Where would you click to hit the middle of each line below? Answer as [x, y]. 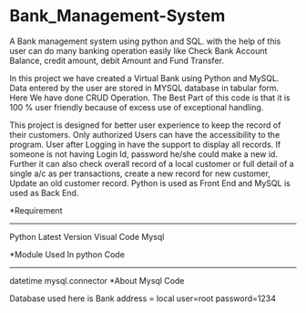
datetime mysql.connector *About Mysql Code [97, 280]
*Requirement [36, 210]
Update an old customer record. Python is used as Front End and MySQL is [150, 183]
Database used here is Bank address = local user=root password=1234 [143, 298]
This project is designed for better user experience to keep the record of [145, 125]
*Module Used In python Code [67, 254]
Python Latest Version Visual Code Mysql [87, 236]
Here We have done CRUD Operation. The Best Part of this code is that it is [150, 98]
